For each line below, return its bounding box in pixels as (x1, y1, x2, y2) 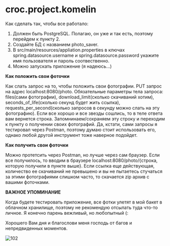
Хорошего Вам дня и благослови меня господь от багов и (5, 219, 132, 226)
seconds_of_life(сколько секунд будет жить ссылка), (5, 99, 120, 106)
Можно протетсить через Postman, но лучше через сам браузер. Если (5, 152, 160, 158)
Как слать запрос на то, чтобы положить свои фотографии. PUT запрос (5, 83, 162, 89)
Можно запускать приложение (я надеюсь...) (12, 63, 112, 69)
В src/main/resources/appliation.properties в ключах (12, 47, 125, 53)
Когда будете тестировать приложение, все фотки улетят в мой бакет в (5, 199, 162, 205)
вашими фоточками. (5, 179, 50, 185)
